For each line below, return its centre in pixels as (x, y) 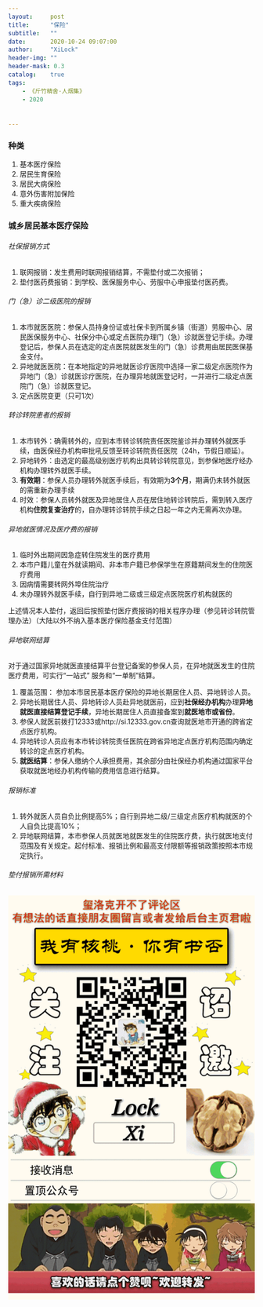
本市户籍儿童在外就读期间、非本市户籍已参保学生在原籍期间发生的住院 (133, 564)
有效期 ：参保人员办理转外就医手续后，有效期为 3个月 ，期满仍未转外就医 (135, 480)
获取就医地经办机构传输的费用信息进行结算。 (92, 771)
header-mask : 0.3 (36, 67)
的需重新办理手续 (47, 490)
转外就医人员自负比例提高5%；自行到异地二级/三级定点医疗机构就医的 (132, 816)
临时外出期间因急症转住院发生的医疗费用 (85, 555)
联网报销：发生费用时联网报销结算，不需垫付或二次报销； (112, 272)
